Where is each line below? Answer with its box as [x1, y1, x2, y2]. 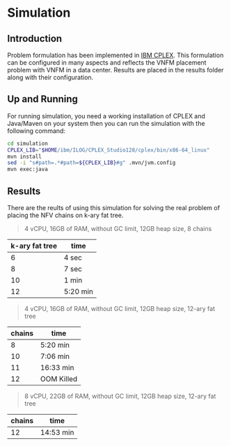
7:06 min [40, 351, 70, 361]
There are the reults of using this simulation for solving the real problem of [7, 204, 221, 212]
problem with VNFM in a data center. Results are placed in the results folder [7, 66, 224, 74]
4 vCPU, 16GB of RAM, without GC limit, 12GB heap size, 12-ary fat [24, 305, 216, 312]
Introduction [7, 33, 63, 45]
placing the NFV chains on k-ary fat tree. [7, 211, 124, 219]
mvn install [7, 153, 42, 160]
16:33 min [40, 363, 74, 372]
